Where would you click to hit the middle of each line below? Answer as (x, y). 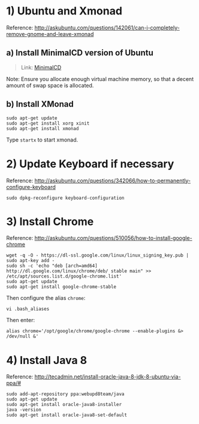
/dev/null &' (22, 336)
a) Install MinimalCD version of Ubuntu (80, 53)
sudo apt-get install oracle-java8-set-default (67, 415)
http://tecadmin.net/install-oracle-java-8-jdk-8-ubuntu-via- (108, 377)
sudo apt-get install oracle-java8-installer (64, 405)
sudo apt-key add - (31, 261)
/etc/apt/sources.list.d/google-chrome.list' (64, 276)
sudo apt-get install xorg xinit (48, 123)
